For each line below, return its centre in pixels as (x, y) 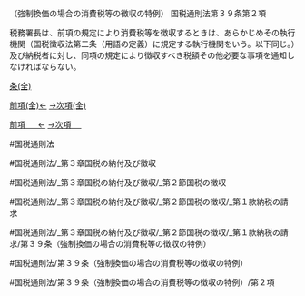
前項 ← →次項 (40, 124)
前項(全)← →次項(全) (48, 105)
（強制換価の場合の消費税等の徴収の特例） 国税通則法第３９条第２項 (138, 13)
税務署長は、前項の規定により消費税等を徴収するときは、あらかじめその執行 (152, 33)
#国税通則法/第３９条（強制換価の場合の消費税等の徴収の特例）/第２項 (142, 282)
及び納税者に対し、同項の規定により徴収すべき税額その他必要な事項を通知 (148, 55)
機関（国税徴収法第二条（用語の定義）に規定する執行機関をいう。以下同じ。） (152, 44)
